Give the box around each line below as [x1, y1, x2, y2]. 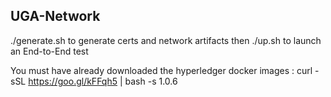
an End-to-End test [10, 45, 89, 57]
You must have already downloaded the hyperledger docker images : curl [10, 64, 313, 76]
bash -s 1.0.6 [124, 75, 178, 87]
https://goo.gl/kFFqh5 [28, 75, 118, 87]
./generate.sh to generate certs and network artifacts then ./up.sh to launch [10, 34, 322, 46]
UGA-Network [10, 8, 101, 25]
